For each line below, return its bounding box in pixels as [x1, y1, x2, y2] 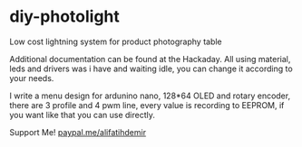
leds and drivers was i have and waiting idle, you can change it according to [9, 63, 293, 74]
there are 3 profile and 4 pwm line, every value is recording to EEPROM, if [9, 99, 285, 110]
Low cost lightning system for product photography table [9, 36, 222, 47]
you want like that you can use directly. [9, 109, 156, 120]
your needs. [9, 72, 54, 83]
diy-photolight [9, 6, 121, 27]
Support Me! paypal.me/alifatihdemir [9, 126, 147, 137]
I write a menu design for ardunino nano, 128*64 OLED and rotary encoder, [9, 90, 291, 101]
